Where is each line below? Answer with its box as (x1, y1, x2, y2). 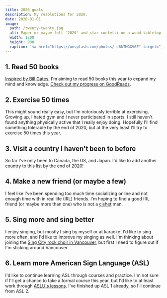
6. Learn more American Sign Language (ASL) (5, 259, 150, 268)
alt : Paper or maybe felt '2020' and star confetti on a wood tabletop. (9, 30, 164, 35)
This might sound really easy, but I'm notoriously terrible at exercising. (5, 109, 149, 115)
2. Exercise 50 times (5, 96, 70, 104)
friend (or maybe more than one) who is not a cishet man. (5, 201, 123, 207)
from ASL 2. (5, 288, 30, 294)
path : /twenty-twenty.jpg (9, 26, 64, 31)
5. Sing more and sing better (5, 215, 94, 224)
